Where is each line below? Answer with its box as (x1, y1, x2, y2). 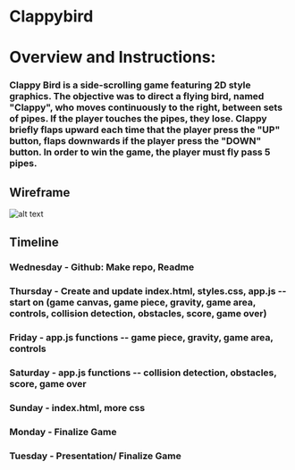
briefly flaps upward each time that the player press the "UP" (9, 123, 281, 136)
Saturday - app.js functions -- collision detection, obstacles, (9, 366, 277, 379)
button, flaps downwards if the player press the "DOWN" (9, 135, 262, 147)
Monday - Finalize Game (9, 426, 117, 439)
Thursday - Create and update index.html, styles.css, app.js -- (9, 285, 287, 298)
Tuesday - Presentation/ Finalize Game (9, 449, 181, 462)
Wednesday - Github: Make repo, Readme (9, 261, 195, 273)
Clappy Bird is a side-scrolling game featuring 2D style (9, 79, 251, 91)
